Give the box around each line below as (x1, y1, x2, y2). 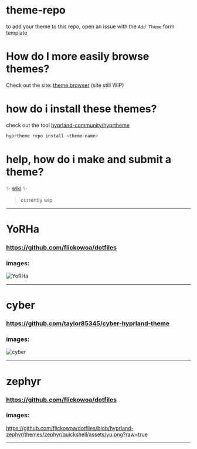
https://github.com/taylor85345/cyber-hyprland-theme (6, 319, 170, 328)
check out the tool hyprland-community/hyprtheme (6, 121, 130, 129)
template (6, 29, 28, 36)
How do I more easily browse (6, 50, 150, 63)
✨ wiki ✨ (6, 184, 28, 191)
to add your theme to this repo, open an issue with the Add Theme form (6, 23, 175, 30)
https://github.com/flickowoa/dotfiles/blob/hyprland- (6, 424, 134, 431)
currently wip (20, 196, 53, 203)
